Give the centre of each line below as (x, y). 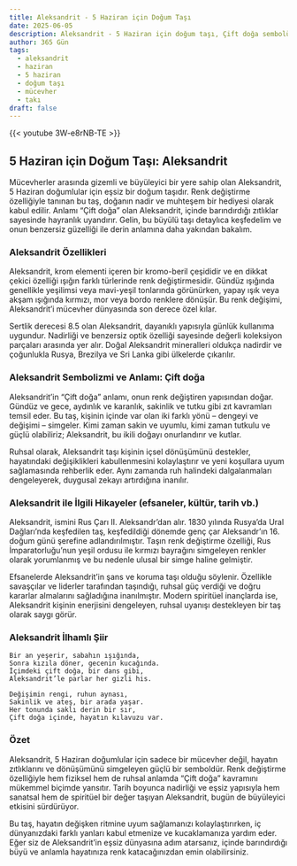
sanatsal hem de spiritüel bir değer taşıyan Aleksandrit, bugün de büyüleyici (147, 797)
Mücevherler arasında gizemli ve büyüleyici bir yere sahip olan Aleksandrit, (145, 182)
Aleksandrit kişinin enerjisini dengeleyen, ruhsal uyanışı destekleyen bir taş (145, 605)
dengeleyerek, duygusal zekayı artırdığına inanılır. (99, 480)
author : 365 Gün (39, 42)
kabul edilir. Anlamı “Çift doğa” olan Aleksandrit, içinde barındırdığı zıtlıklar (144, 211)
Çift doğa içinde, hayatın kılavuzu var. (87, 718)
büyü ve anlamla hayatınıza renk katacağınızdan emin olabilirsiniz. (129, 852)
